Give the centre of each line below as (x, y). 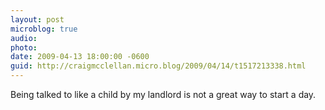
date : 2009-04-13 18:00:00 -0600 (80, 57)
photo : (24, 47)
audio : (24, 38)
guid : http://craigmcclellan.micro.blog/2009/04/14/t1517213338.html (158, 66)
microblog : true (44, 29)
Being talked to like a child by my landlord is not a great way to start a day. (163, 94)
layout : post (37, 19)
